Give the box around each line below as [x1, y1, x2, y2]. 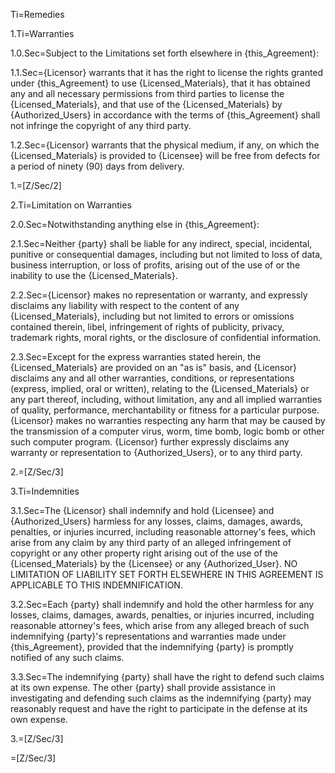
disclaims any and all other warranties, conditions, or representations [10, 372, 295, 384]
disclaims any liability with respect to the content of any [10, 300, 240, 311]
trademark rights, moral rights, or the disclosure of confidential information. [10, 332, 322, 343]
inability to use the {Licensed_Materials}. [10, 270, 178, 281]
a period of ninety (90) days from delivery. [10, 160, 185, 172]
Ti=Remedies [10, 9, 65, 20]
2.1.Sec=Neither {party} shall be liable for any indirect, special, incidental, [10, 238, 313, 249]
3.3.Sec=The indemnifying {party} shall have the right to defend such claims [10, 671, 325, 683]
